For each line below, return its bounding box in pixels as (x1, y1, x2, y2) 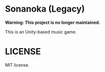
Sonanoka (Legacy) (5, 3, 85, 15)
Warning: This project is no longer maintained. (5, 19, 101, 25)
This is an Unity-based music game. (5, 29, 77, 35)
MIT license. (5, 62, 30, 68)
